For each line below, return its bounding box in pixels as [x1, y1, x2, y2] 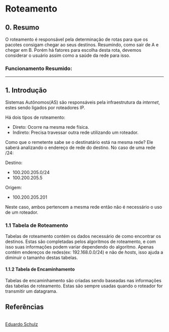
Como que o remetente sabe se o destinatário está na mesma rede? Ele [5, 139, 153, 145]
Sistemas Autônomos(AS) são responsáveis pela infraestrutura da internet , [5, 99, 160, 106]
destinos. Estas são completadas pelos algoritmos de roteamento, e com [5, 238, 156, 244]
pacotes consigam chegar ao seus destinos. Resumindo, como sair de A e [5, 42, 159, 48]
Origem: [5, 185, 22, 191]
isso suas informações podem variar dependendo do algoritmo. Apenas [5, 244, 154, 250]
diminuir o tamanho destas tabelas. [5, 255, 78, 261]
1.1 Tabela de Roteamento [5, 222, 68, 229]
